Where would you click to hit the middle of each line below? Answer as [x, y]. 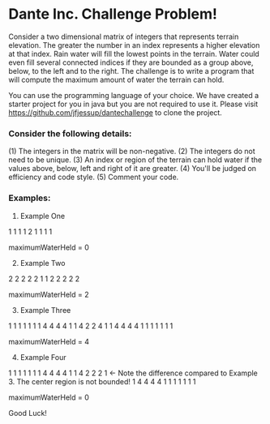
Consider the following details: [70, 133]
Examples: [30, 198]
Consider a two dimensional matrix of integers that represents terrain [124, 36]
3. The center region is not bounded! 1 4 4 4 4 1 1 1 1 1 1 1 [102, 381]
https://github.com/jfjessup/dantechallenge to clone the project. [116, 112]
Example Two [43, 263]
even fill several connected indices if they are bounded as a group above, [131, 62]
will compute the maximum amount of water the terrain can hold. [116, 79]
